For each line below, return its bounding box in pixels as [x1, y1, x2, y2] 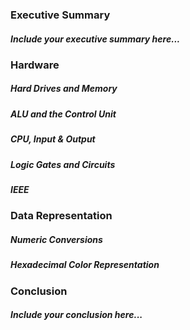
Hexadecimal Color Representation [10, 259, 160, 271]
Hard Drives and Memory [10, 83, 118, 95]
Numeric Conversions [10, 233, 103, 245]
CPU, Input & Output [10, 133, 96, 145]
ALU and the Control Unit [10, 108, 117, 120]
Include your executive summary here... [10, 33, 181, 45]
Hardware [10, 58, 60, 72]
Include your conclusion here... [10, 309, 143, 321]
